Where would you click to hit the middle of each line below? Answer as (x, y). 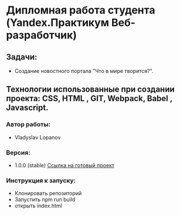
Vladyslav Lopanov (38, 137)
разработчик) (42, 35)
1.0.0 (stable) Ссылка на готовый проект (64, 165)
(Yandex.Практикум (58, 23)
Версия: (18, 152)
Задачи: (22, 57)
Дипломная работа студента (81, 10)
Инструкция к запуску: (41, 180)
